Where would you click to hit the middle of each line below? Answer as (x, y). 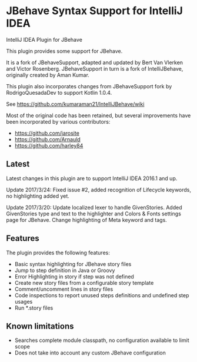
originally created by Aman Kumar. (48, 75)
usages (24, 301)
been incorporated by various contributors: (58, 121)
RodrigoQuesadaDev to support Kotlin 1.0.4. (59, 92)
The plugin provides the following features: (58, 253)
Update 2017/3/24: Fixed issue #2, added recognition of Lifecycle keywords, (99, 190)
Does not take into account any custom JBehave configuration (90, 353)
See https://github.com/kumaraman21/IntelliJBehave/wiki (75, 104)
